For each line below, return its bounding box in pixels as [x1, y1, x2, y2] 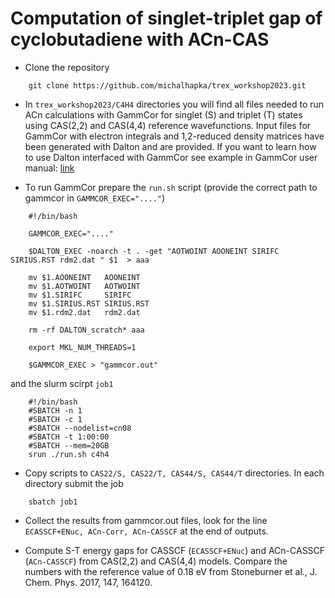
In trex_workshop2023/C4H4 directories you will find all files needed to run [24, 98, 325, 110]
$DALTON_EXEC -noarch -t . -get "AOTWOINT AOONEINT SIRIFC [28, 246, 280, 256]
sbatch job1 [28, 497, 78, 507]
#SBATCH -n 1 [28, 405, 83, 416]
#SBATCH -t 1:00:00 [28, 432, 110, 442]
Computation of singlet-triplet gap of [10, 7, 323, 30]
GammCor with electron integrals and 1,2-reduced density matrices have [24, 130, 325, 142]
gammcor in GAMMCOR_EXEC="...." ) [24, 192, 166, 204]
